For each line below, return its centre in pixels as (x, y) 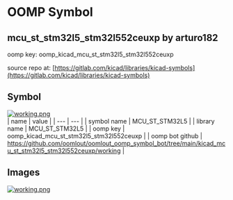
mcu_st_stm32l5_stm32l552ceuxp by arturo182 (113, 38)
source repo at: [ (31, 68)
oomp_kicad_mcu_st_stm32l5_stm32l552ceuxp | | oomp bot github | (105, 135)
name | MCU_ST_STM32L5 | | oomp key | (66, 128)
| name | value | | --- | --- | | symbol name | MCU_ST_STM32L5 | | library (111, 121)
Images (24, 173)
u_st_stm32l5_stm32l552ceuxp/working (64, 151)
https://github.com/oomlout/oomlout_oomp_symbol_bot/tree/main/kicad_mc (116, 143)
